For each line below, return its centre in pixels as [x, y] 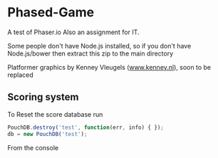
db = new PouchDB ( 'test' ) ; [47, 134]
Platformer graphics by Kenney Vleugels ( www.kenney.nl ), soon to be [109, 67]
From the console [33, 147]
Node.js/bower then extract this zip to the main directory [90, 53]
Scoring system [43, 97]
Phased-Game [51, 12]
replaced [20, 75]
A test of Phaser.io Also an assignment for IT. [74, 32]
